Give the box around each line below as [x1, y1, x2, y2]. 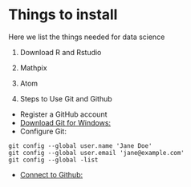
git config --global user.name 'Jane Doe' [8, 141, 152, 149]
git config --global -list [8, 156, 99, 164]
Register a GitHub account [19, 109, 108, 119]
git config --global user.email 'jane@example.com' [8, 149, 185, 157]
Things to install [8, 6, 118, 24]
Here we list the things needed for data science [8, 32, 165, 42]
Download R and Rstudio [19, 47, 102, 57]
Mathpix [19, 62, 47, 73]
